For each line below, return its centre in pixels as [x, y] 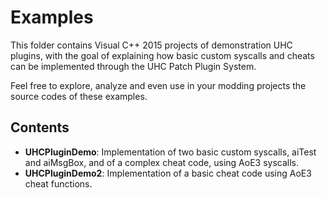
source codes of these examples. [79, 96]
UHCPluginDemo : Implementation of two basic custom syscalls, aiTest [170, 152]
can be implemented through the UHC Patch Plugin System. [133, 66]
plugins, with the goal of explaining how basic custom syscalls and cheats [162, 55]
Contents [40, 127]
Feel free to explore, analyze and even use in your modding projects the [158, 85]
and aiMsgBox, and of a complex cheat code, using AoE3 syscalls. [161, 162]
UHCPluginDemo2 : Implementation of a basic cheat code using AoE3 [168, 173]
